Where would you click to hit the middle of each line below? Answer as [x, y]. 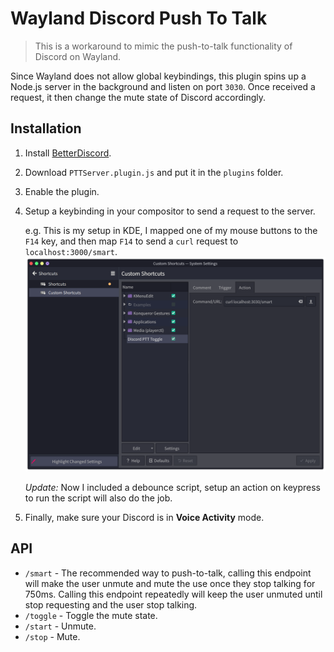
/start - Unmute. [60, 626]
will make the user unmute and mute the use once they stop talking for [170, 583]
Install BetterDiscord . [68, 153]
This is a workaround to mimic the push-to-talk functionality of [163, 46]
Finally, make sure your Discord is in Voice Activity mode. [144, 518]
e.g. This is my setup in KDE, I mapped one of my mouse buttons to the [171, 230]
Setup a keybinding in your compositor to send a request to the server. [170, 211]
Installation [46, 128]
